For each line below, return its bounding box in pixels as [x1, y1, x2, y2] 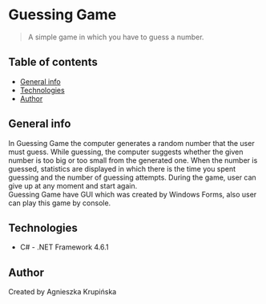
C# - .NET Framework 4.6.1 [19, 242, 110, 252]
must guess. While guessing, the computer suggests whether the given [8, 147, 244, 156]
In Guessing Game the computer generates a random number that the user [8, 138, 255, 148]
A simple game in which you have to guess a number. [27, 32, 204, 42]
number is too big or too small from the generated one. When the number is [8, 155, 258, 165]
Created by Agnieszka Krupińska [8, 287, 117, 297]
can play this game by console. [8, 198, 111, 208]
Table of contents [8, 55, 98, 69]
